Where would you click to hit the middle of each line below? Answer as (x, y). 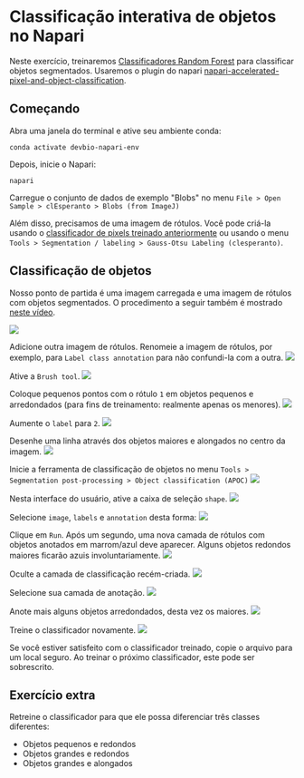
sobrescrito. (32, 666)
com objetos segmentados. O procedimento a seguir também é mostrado (146, 302)
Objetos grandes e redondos (76, 754)
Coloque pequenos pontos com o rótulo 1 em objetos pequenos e (132, 394)
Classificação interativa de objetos (143, 17)
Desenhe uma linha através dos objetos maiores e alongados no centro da (147, 441)
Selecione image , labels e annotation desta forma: (103, 517)
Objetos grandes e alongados (77, 763)
